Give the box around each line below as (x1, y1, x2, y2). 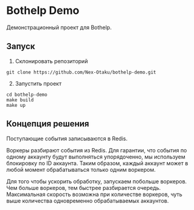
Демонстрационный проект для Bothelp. (6, 24, 112, 31)
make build (6, 97, 34, 103)
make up (6, 102, 26, 108)
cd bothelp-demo (6, 92, 47, 98)
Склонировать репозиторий (15, 57, 88, 64)
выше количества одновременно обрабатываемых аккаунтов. (6, 197, 169, 204)
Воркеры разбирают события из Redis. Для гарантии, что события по (6, 146, 187, 154)
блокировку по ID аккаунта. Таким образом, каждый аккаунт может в (6, 159, 189, 167)
